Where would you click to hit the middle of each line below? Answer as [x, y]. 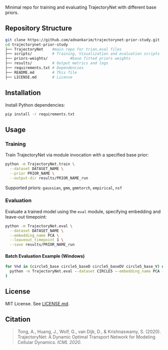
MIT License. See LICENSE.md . [37, 303]
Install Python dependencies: [35, 105]
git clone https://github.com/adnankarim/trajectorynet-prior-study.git [82, 40]
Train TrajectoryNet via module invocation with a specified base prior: [77, 155]
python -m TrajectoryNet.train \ [40, 164]
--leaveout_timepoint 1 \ [37, 240]
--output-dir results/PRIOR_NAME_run [49, 178]
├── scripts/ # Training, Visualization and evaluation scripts [82, 54]
